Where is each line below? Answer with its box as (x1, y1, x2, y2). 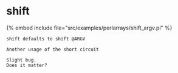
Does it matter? (6, 62, 47, 68)
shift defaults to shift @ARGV (6, 36, 86, 42)
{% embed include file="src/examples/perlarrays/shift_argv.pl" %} (6, 24, 173, 31)
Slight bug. (6, 57, 36, 63)
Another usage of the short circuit (6, 46, 99, 52)
